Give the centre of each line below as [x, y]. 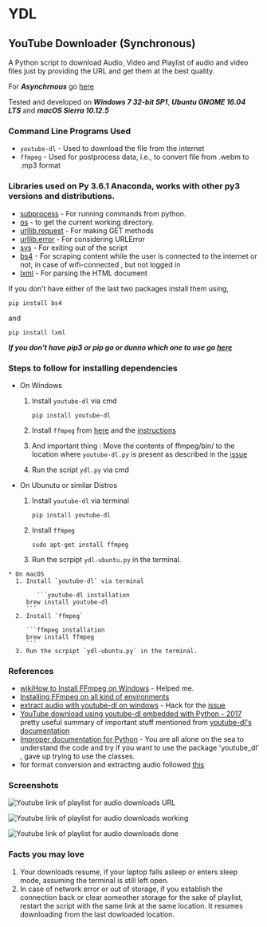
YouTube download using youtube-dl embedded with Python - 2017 [131, 714]
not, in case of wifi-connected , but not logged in [100, 264]
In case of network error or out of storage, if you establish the [121, 889]
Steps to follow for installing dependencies [93, 368]
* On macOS [26, 574]
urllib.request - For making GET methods [86, 230]
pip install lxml [37, 332]
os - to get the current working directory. [87, 222]
